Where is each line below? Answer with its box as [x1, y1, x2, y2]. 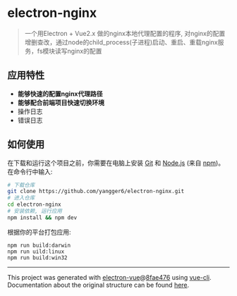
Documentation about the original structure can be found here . [7, 280, 190, 289]
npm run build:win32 [7, 254, 68, 261]
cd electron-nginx [7, 201, 61, 209]
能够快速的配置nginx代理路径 [17, 90, 103, 98]
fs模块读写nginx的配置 [37, 47, 102, 55]
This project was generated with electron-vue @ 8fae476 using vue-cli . [7, 273, 212, 281]
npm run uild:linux [7, 248, 65, 255]
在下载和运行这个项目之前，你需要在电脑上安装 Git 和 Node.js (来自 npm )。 [7, 159, 224, 167]
